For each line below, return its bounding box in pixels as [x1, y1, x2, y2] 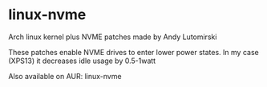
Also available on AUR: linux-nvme [8, 71, 122, 81]
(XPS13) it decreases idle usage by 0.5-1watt [8, 56, 156, 65]
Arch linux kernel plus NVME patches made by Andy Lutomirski [8, 32, 217, 42]
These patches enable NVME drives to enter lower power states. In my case [8, 47, 259, 57]
